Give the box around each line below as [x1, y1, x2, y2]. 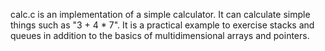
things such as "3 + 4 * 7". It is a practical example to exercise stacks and [10, 19, 315, 31]
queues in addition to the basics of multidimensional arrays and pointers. [10, 30, 310, 41]
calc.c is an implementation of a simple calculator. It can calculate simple [10, 9, 311, 20]
